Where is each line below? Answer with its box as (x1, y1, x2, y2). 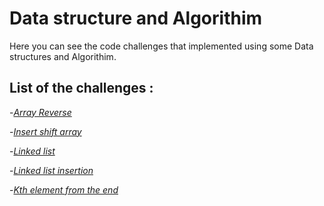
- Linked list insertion (9, 164, 94, 176)
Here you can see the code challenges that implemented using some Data (9, 40, 314, 52)
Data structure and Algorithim (9, 7, 263, 30)
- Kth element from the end (9, 183, 119, 196)
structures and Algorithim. (9, 50, 117, 62)
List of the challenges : (9, 80, 154, 97)
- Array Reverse (9, 106, 72, 118)
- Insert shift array (9, 125, 82, 137)
